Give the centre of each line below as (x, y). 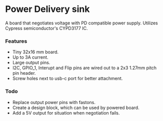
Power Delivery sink (47, 9)
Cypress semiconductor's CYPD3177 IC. (47, 28)
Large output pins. (31, 63)
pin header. (24, 73)
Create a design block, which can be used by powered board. (76, 108)
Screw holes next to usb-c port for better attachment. (67, 79)
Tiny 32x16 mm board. (35, 52)
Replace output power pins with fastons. (54, 102)
